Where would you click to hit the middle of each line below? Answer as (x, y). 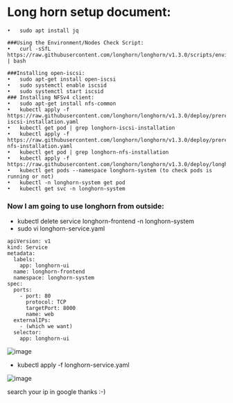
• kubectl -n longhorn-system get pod (67, 182)
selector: (27, 333)
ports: (23, 290)
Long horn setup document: (89, 12)
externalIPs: (32, 320)
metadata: (21, 254)
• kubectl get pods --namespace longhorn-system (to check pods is (110, 170)
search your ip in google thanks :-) (57, 392)
